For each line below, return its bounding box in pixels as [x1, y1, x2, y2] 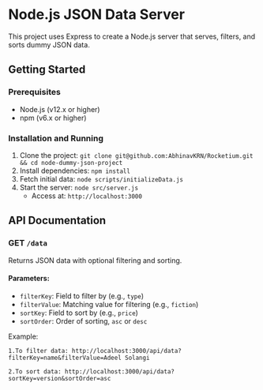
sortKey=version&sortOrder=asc [8, 374, 111, 382]
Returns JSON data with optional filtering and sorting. [8, 255, 182, 265]
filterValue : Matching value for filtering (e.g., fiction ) [19, 299, 199, 309]
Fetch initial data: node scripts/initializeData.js [19, 174, 184, 183]
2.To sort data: [8, 367, 62, 376]
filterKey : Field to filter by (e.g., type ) [19, 291, 145, 301]
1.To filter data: [8, 347, 69, 354]
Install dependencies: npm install [19, 166, 130, 175]
